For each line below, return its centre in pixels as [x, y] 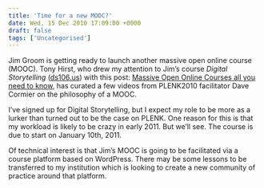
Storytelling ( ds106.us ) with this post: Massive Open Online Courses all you [132, 77]
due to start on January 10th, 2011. [65, 135]
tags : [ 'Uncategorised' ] [50, 38]
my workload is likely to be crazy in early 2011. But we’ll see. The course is [131, 127]
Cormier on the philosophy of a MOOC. [73, 94]
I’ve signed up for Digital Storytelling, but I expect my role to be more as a [129, 110]
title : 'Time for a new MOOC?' [60, 16]
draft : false [30, 30]
